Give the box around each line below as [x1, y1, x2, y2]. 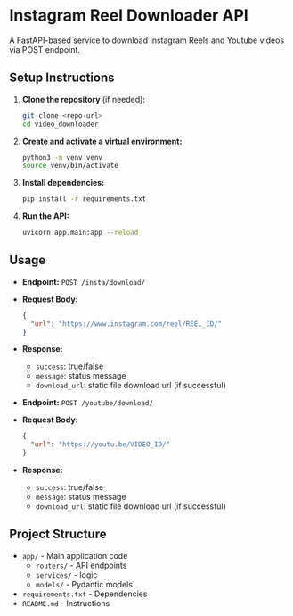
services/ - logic [35, 569, 98, 580]
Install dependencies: [21, 178, 105, 188]
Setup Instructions [9, 71, 115, 86]
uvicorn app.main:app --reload [21, 229, 139, 237]
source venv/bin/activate [21, 162, 118, 171]
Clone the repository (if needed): [21, 94, 145, 104]
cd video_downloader [21, 120, 99, 129]
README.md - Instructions [21, 597, 110, 608]
